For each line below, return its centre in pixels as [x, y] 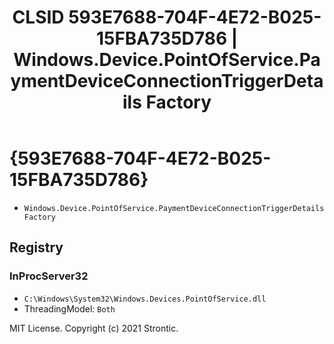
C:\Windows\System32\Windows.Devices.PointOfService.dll [145, 299]
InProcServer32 [49, 276]
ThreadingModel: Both [69, 308]
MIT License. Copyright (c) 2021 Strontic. [94, 328]
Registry [36, 247]
